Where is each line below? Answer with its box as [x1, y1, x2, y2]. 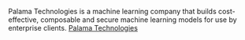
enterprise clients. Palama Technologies [8, 24, 138, 32]
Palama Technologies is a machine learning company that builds [8, 7, 217, 16]
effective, [8, 15, 39, 24]
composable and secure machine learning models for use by [40, 15, 238, 24]
